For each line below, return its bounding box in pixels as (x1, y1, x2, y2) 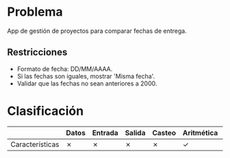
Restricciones (7, 47, 68, 58)
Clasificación (7, 103, 84, 118)
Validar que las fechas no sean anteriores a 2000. (16, 79, 157, 88)
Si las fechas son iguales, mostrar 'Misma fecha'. (16, 72, 155, 80)
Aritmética (182, 128, 218, 137)
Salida (125, 128, 146, 137)
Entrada (92, 128, 118, 137)
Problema (7, 4, 63, 20)
